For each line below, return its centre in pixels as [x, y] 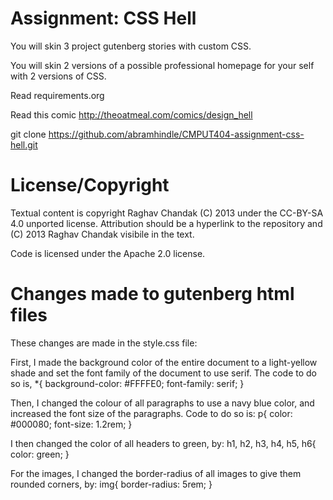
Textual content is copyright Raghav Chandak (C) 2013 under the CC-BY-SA [167, 213]
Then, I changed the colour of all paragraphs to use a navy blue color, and [162, 403]
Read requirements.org [57, 95]
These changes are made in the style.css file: [104, 343]
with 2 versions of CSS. [58, 76]
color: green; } [40, 454]
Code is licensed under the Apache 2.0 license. [108, 253]
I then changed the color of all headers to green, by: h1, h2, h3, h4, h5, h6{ [163, 443]
